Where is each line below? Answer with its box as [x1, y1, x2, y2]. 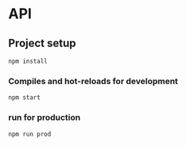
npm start [8, 94, 41, 102]
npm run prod [8, 130, 52, 138]
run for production [8, 112, 81, 123]
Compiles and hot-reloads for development [8, 75, 179, 86]
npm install [8, 57, 48, 65]
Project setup [8, 36, 77, 50]
